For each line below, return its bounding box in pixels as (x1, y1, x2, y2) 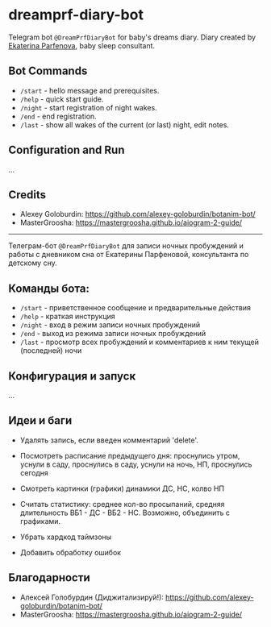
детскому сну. (8, 258, 58, 268)
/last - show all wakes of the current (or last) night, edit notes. (19, 119, 230, 130)
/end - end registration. (19, 111, 97, 121)
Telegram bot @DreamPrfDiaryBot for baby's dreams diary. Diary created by (8, 32, 256, 42)
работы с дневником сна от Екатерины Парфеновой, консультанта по (8, 250, 249, 260)
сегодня (19, 467, 48, 477)
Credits (8, 188, 47, 201)
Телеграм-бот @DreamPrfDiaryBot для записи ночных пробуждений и (8, 241, 244, 251)
